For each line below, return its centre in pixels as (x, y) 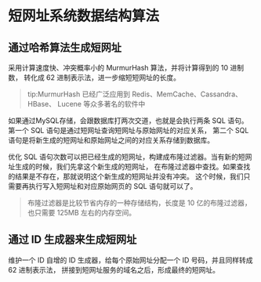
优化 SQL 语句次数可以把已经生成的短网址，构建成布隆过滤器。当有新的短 (127, 157)
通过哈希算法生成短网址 (65, 47)
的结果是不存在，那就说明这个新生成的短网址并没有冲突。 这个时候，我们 (126, 176)
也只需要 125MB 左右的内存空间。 (82, 213)
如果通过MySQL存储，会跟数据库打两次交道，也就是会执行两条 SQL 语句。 (128, 121)
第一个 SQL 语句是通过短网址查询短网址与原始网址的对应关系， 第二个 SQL (129, 130)
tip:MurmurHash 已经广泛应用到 (79, 94)
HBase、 (42, 104)
